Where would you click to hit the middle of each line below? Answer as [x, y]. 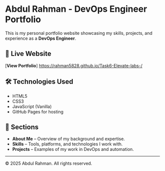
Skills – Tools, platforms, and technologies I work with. [67, 144]
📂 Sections [22, 127]
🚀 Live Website [28, 54]
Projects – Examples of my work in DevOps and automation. [73, 149]
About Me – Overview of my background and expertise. [69, 139]
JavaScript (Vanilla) [32, 106]
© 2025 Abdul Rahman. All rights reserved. [49, 164]
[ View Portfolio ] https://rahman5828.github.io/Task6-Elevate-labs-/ [74, 65]
